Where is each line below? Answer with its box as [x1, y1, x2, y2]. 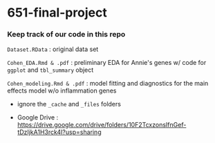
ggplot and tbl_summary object [7, 66, 94, 74]
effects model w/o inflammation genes [7, 86, 117, 95]
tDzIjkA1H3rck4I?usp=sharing [17, 128, 102, 136]
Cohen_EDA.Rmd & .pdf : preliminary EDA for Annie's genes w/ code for [7, 59, 207, 67]
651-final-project [7, 5, 107, 21]
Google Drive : [17, 113, 59, 122]
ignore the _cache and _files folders [17, 100, 121, 108]
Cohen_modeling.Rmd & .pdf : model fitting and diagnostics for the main [7, 79, 209, 88]
